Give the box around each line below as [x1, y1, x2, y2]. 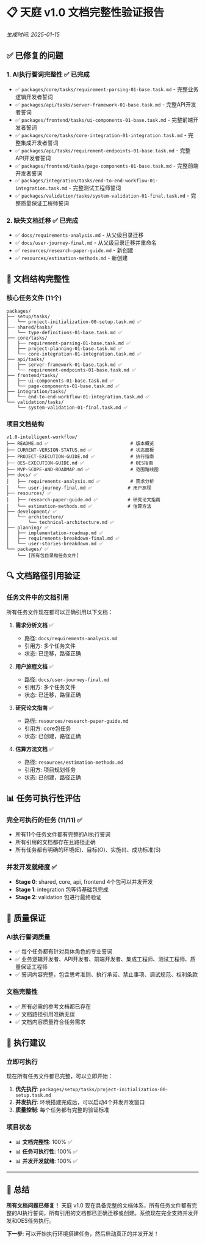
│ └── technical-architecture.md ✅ [6, 519, 115, 525]
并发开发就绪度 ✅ [6, 863, 57, 872]
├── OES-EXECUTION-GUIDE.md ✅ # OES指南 [6, 460, 154, 466]
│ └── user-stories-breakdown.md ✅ [6, 540, 104, 547]
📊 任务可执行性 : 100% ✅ [15, 1148, 78, 1155]
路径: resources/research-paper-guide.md [24, 717, 129, 724]
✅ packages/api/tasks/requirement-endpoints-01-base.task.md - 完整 [15, 146, 191, 154]
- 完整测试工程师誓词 [68, 184, 121, 192]
